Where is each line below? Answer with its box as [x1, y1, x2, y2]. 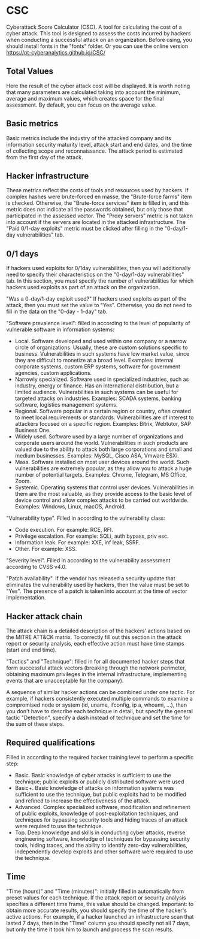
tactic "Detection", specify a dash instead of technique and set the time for [6, 714, 190, 721]
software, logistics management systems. [14, 401, 118, 408]
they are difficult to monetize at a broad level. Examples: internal [14, 357, 174, 364]
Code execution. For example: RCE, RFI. [14, 526, 114, 534]
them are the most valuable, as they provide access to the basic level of [14, 490, 192, 498]
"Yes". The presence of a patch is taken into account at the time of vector [6, 587, 187, 595]
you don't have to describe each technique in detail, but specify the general [6, 708, 193, 714]
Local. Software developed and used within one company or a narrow [14, 338, 187, 345]
